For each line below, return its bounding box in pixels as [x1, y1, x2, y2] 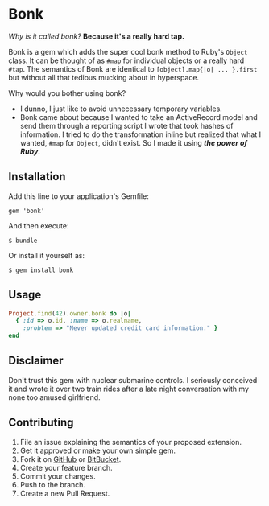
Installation [8, 170, 66, 183]
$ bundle [8, 237, 38, 245]
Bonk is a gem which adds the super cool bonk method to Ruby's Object [8, 47, 248, 56]
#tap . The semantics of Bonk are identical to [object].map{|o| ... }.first [8, 64, 258, 73]
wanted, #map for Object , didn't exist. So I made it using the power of [19, 138, 248, 147]
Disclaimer [8, 354, 64, 368]
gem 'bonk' [8, 207, 45, 215]
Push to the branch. [19, 479, 86, 489]
